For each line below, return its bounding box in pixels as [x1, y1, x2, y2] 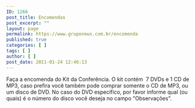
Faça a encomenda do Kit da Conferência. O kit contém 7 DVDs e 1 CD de [6, 76, 190, 83]
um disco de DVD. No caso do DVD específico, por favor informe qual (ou [6, 88, 188, 95]
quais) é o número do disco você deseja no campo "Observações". [6, 94, 172, 102]
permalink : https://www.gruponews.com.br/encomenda [6, 31, 138, 37]
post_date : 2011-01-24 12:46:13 [6, 59, 87, 65]
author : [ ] [6, 53, 36, 59]
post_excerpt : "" [6, 20, 50, 26]
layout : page [6, 25, 39, 32]
